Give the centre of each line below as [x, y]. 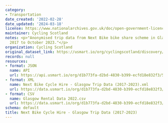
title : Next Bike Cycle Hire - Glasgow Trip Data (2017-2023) [71, 113]
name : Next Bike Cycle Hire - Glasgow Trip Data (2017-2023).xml [79, 84]
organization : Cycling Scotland [39, 47]
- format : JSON [21, 66]
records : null [20, 56]
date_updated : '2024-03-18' [34, 24]
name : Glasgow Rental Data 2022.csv [48, 98]
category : [15, 10]
